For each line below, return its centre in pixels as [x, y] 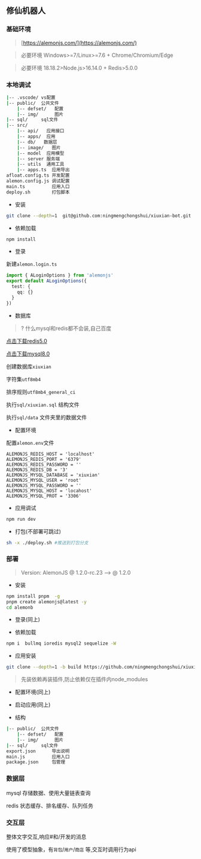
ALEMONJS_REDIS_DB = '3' [37, 470]
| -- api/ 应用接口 [41, 131]
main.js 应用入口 [38, 757]
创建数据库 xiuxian [29, 366]
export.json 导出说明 [38, 751]
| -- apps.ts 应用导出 [43, 170]
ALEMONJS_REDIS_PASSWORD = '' [44, 465]
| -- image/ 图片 [39, 148]
